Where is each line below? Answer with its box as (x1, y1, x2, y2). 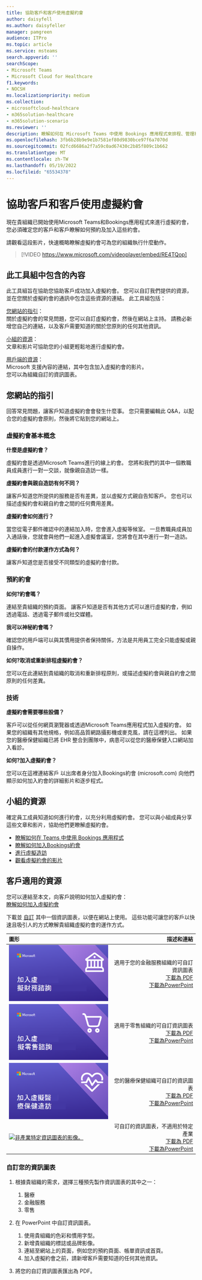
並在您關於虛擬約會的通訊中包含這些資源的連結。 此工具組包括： (6, 295, 166, 302)
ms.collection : (6, 99, 44, 105)
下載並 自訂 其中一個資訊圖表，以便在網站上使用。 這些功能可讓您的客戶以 (6, 913, 190, 920)
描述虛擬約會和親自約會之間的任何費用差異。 (6, 500, 117, 507)
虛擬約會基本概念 (6, 431, 56, 440)
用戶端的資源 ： (6, 356, 43, 363)
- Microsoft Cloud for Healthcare (6, 73, 93, 80)
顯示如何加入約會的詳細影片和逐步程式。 (6, 777, 106, 784)
